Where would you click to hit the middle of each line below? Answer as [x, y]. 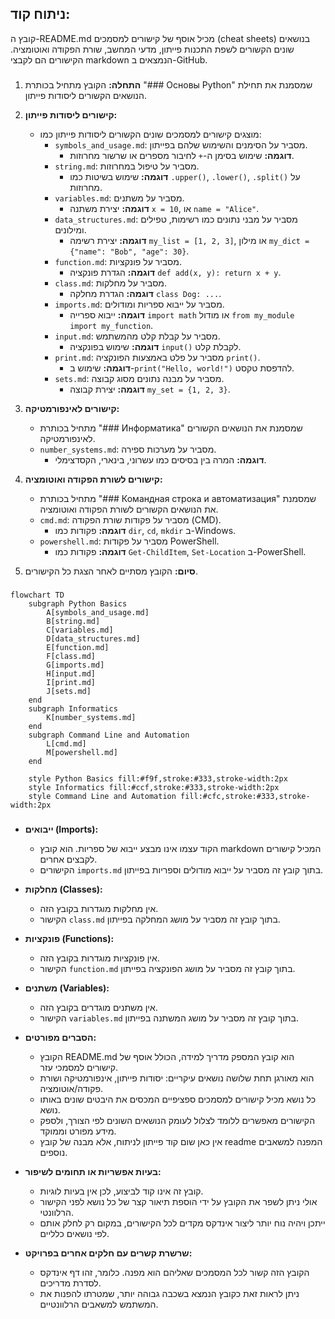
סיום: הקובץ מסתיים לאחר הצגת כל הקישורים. [111, 571]
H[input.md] [71, 673]
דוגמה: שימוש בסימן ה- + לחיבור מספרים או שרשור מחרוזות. [182, 155]
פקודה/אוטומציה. [71, 1088]
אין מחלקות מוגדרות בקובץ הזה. [99, 908]
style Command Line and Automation [102, 796]
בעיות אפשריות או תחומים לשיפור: [93, 1171]
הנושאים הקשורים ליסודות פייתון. [85, 95]
